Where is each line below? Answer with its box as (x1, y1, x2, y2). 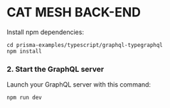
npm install (6, 48, 42, 55)
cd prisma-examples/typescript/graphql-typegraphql (6, 41, 163, 48)
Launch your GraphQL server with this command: (6, 80, 151, 89)
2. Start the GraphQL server (6, 64, 105, 74)
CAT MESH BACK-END (6, 4, 142, 21)
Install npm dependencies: (6, 28, 85, 36)
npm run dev (6, 94, 42, 102)
